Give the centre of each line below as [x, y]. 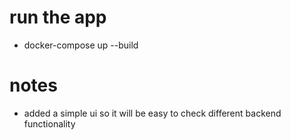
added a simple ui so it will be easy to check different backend [152, 113]
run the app [58, 17]
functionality [49, 123]
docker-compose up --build [81, 45]
